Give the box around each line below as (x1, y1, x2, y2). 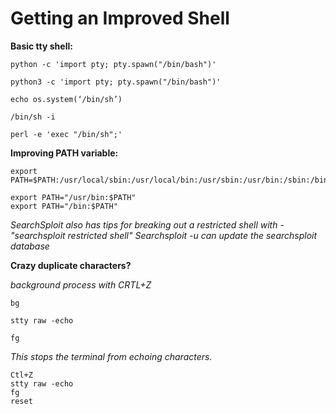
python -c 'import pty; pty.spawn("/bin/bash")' (10, 59, 217, 69)
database (10, 240, 50, 252)
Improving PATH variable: (10, 147, 119, 159)
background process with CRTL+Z (10, 278, 152, 291)
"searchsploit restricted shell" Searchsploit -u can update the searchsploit (10, 229, 318, 241)
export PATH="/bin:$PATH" (10, 201, 118, 211)
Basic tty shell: (10, 40, 73, 52)
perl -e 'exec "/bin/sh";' (10, 129, 123, 139)
